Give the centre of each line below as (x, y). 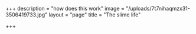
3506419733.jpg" (27, 15)
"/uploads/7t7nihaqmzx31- (158, 8)
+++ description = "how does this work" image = (65, 8)
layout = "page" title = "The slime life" (95, 15)
